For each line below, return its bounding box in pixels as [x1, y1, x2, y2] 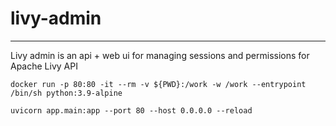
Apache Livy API [10, 60, 78, 72]
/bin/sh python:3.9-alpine [10, 88, 123, 98]
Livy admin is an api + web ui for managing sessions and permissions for [10, 49, 310, 61]
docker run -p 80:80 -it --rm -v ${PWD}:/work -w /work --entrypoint [10, 79, 307, 89]
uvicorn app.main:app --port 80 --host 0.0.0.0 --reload [10, 105, 253, 116]
